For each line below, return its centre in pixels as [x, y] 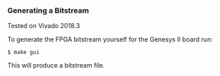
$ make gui [23, 52]
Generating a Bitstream [48, 11]
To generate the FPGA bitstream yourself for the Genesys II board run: [110, 39]
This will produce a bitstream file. [56, 65]
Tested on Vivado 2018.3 [44, 26]
